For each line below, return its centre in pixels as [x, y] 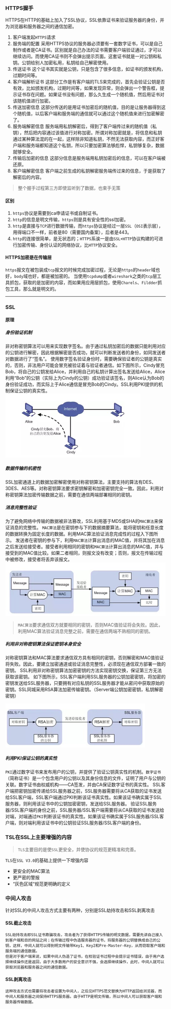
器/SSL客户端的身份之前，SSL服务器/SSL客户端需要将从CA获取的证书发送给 [85, 810]
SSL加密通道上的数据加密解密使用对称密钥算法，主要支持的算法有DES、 [81, 482]
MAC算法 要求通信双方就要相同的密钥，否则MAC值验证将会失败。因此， [90, 625]
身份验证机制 [19, 332]
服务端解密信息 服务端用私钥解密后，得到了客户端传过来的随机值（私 [84, 126]
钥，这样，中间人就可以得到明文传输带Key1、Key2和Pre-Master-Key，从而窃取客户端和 [85, 946]
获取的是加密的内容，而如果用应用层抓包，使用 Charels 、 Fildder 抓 [92, 282]
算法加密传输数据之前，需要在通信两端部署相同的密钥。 [77, 495]
